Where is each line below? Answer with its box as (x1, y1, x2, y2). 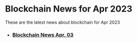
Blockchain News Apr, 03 (12, 31, 74, 38)
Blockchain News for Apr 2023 (5, 3, 133, 14)
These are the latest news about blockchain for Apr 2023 (5, 19, 120, 25)
